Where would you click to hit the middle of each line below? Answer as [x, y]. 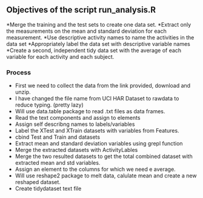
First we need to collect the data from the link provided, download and [103, 86]
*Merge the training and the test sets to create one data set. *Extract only [99, 24]
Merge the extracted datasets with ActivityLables [76, 150]
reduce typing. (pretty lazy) [49, 105]
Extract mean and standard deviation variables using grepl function [99, 144]
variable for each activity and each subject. [60, 56]
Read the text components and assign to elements [78, 118]
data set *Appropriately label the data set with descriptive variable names [98, 44]
